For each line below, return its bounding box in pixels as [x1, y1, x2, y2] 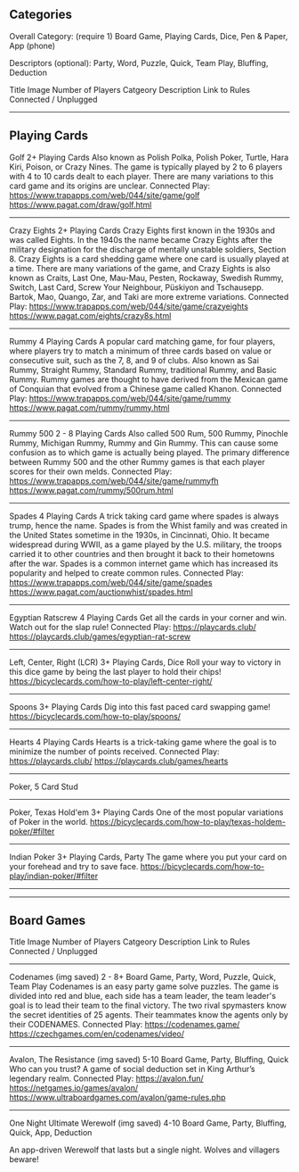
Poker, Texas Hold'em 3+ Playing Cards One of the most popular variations [9, 807, 284, 818]
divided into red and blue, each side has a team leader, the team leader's [9, 991, 277, 1002]
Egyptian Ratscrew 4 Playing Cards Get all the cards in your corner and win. [9, 611, 287, 623]
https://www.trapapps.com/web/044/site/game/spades [9, 577, 213, 587]
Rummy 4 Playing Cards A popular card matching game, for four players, [9, 336, 276, 346]
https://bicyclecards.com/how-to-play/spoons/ [9, 711, 181, 721]
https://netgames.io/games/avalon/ [9, 1083, 139, 1093]
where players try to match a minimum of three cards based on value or [9, 345, 272, 356]
